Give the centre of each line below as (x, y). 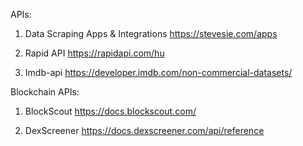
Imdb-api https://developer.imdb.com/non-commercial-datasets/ (158, 72)
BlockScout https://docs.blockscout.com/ (110, 111)
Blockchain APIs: (45, 92)
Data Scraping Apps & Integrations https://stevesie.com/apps (151, 33)
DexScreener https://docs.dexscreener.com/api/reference (144, 130)
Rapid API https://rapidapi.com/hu (94, 53)
